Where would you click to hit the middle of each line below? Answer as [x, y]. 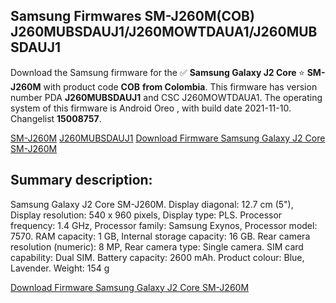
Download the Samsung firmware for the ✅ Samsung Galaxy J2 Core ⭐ [157, 72]
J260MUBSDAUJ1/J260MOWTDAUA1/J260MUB [164, 32]
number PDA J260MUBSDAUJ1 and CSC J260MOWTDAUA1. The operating [166, 97]
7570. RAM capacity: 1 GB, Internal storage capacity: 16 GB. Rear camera [160, 236]
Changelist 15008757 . [56, 118]
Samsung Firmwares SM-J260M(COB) [132, 16]
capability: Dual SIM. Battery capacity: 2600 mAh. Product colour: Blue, [157, 257]
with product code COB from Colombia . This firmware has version [180, 86]
